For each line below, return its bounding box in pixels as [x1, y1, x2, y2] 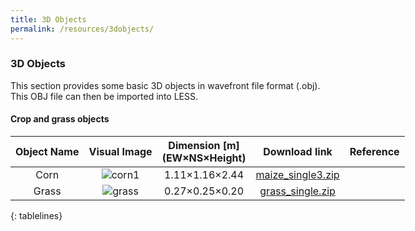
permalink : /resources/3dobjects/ [10, 24, 155, 34]
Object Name [15, 145, 80, 158]
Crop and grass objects [10, 113, 110, 125]
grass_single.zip [259, 184, 336, 198]
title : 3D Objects [10, 14, 87, 25]
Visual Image [88, 145, 153, 158]
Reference [349, 145, 400, 158]
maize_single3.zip [255, 168, 340, 181]
